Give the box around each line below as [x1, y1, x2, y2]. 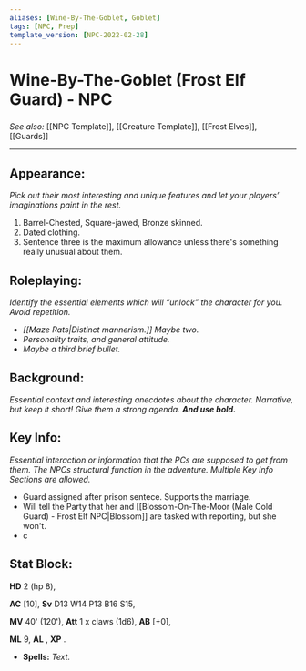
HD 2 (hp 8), [9, 580, 56, 592]
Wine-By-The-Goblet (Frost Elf [9, 69, 246, 90]
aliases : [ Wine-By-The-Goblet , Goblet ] [9, 13, 161, 23]
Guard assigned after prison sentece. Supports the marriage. [22, 491, 251, 502]
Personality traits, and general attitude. [22, 334, 170, 345]
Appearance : [9, 166, 86, 181]
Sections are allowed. [9, 473, 91, 484]
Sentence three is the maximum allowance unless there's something [22, 237, 280, 248]
